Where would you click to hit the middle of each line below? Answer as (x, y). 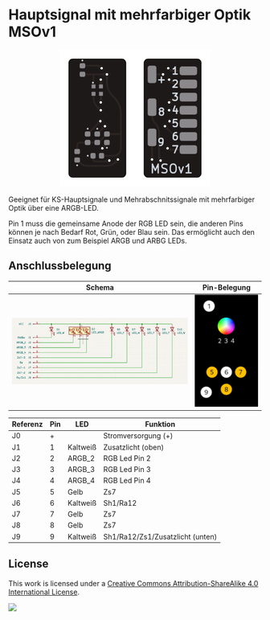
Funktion (160, 425)
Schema (100, 288)
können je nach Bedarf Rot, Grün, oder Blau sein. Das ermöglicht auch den (132, 232)
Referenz (27, 425)
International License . (44, 592)
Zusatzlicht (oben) (134, 447)
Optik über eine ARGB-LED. (53, 207)
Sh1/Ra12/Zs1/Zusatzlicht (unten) (160, 536)
